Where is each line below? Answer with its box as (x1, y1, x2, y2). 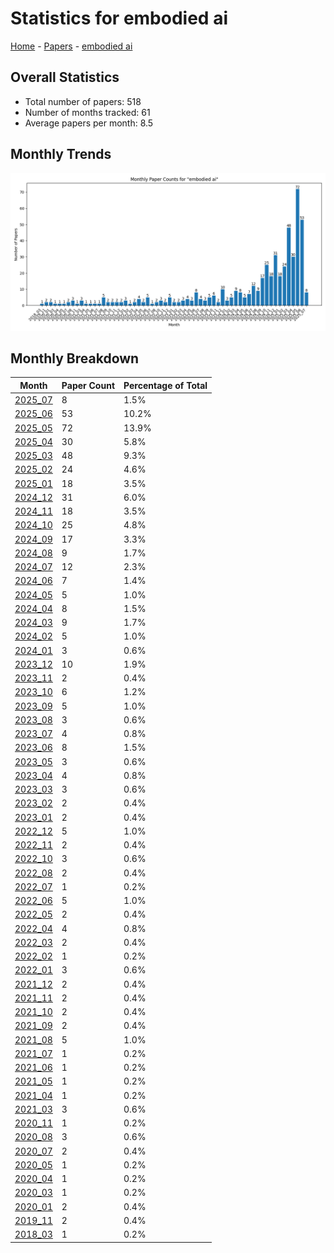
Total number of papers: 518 (24, 95, 142, 107)
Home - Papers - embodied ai (10, 40, 133, 52)
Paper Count (61, 379, 116, 391)
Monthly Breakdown (10, 350, 140, 367)
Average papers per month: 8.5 (24, 117, 154, 129)
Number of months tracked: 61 (24, 106, 151, 118)
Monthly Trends (10, 146, 112, 163)
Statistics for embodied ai (10, 7, 228, 30)
